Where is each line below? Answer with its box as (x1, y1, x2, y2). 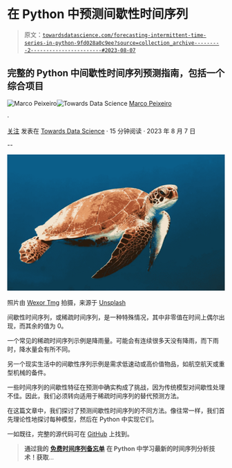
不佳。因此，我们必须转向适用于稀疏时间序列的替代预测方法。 (7, 391, 183, 400)
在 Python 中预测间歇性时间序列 (7, 6, 188, 22)
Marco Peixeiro (128, 99, 172, 107)
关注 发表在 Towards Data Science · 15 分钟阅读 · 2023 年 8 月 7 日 (7, 127, 196, 135)
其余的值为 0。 (25, 321, 68, 330)
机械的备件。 (12, 368, 50, 377)
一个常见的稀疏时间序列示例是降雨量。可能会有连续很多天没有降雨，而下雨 (7, 336, 219, 344)
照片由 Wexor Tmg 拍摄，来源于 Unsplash (7, 298, 126, 306)
